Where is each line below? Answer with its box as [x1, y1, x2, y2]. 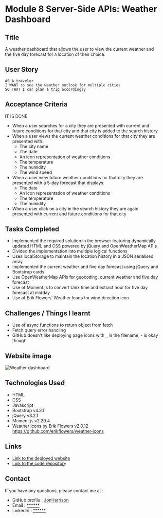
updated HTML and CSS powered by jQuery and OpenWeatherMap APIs [12, 243, 157, 249]
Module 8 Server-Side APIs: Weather [5, 3, 157, 15]
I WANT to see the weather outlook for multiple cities [5, 83, 121, 87]
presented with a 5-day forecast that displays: [12, 180, 105, 186]
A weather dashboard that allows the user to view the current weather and [5, 46, 154, 52]
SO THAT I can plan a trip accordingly [5, 87, 86, 92]
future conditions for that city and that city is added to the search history [12, 128, 158, 134]
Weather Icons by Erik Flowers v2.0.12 [12, 423, 89, 429]
